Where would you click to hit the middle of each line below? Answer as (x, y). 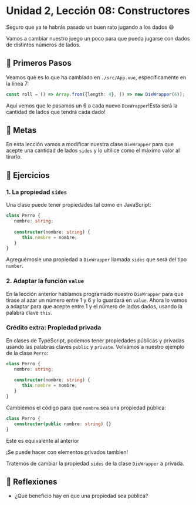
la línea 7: (18, 83)
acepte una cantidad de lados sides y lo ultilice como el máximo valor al (93, 150)
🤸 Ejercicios (28, 175)
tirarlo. (14, 157)
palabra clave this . (29, 312)
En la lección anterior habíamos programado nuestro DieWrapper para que (95, 294)
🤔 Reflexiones (32, 482)
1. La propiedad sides (37, 192)
